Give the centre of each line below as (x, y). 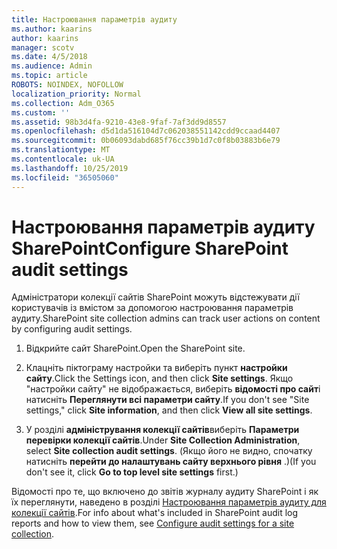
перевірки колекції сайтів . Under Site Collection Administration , (163, 440)
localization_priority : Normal (76, 94)
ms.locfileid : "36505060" (65, 177)
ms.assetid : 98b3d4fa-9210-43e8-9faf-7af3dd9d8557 (119, 122)
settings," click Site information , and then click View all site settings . (169, 410)
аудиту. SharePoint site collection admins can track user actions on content (166, 318)
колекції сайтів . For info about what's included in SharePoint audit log (155, 513)
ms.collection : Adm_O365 (63, 103)
